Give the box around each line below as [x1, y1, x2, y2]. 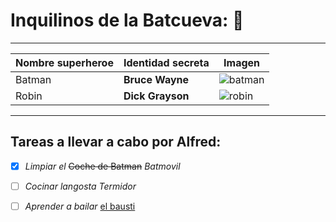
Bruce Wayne [123, 72, 190, 86]
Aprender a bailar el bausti [24, 200, 136, 212]
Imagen [223, 55, 261, 69]
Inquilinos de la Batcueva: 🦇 [10, 9, 245, 32]
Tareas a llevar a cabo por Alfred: [10, 134, 222, 151]
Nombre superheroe [15, 55, 114, 69]
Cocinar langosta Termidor [24, 180, 137, 192]
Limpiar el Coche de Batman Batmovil [24, 160, 181, 172]
